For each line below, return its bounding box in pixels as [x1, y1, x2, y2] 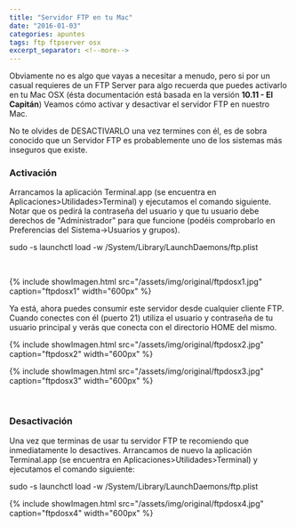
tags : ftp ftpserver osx [9, 37, 101, 47]
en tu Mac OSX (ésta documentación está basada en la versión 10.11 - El [9, 90, 274, 101]
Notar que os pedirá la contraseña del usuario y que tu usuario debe [9, 206, 260, 216]
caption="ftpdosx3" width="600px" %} [9, 376, 154, 386]
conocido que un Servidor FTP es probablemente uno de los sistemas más [9, 135, 283, 146]
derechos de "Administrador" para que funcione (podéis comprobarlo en [9, 215, 276, 226]
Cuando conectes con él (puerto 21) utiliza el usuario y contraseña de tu [9, 312, 274, 323]
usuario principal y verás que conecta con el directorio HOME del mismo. [9, 322, 277, 333]
